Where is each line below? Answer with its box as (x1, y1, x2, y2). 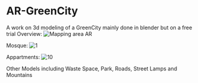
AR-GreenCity (6, 4, 78, 18)
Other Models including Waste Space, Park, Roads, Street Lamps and (6, 64, 178, 72)
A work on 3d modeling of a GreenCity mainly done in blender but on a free (6, 24, 193, 31)
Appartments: (6, 53, 40, 60)
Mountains (6, 71, 33, 78)
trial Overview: (6, 30, 43, 37)
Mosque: (6, 42, 28, 49)
